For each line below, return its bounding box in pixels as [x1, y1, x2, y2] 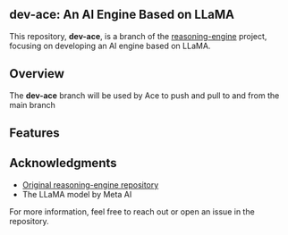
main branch [9, 99, 55, 110]
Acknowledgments [9, 155, 118, 171]
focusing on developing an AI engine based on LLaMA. [9, 40, 211, 51]
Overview [9, 66, 65, 81]
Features [9, 125, 60, 141]
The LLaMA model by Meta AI [21, 189, 132, 199]
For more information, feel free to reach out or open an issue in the [9, 206, 255, 217]
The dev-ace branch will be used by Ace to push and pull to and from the [9, 89, 280, 101]
